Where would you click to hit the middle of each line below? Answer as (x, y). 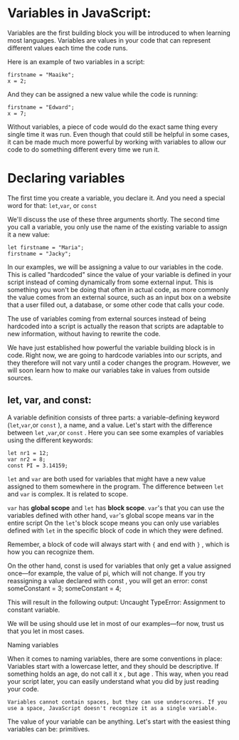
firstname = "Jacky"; (39, 254)
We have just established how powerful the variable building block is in (111, 348)
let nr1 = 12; (28, 453)
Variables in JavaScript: (79, 13)
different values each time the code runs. (68, 48)
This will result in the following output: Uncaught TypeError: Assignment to (116, 602)
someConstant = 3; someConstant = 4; (65, 588)
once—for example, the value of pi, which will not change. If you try (106, 573)
